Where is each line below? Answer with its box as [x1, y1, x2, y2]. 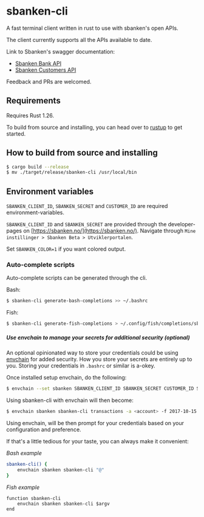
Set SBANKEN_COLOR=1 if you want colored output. [6, 245, 126, 253]
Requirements [6, 95, 61, 106]
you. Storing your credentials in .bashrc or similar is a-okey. [6, 362, 156, 369]
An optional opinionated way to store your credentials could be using [6, 349, 178, 356]
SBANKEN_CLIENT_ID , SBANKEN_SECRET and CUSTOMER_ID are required [6, 203, 168, 210]
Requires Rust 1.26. [6, 111, 55, 119]
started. [6, 130, 26, 137]
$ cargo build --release [6, 164, 69, 170]
